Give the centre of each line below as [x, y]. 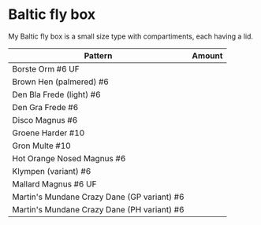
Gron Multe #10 [41, 146]
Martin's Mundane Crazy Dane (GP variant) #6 [98, 197]
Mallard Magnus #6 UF [54, 184]
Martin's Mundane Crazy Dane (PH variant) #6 [98, 209]
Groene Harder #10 [48, 133]
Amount [207, 55]
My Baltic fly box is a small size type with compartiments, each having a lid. [131, 36]
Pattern [98, 55]
